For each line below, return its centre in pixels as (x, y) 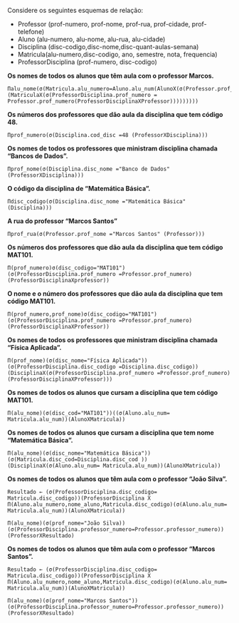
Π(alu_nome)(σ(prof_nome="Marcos (57, 601)
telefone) (31, 32)
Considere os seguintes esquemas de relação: (75, 10)
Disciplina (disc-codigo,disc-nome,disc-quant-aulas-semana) (108, 47)
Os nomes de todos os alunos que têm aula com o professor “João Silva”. (117, 479)
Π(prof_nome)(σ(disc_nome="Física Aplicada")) (78, 361)
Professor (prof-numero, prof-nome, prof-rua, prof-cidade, (104, 24)
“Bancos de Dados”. (38, 156)
